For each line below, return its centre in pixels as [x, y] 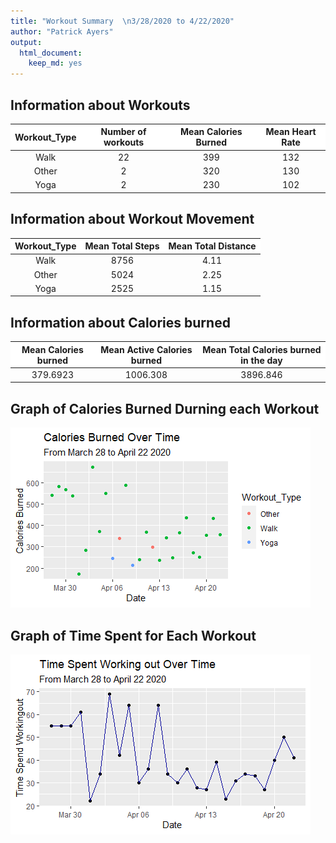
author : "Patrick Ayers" [62, 31]
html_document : [51, 53]
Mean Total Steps [122, 246]
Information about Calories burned [120, 322]
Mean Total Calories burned [262, 349]
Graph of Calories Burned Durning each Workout [165, 408]
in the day [261, 360]
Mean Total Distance [212, 246]
